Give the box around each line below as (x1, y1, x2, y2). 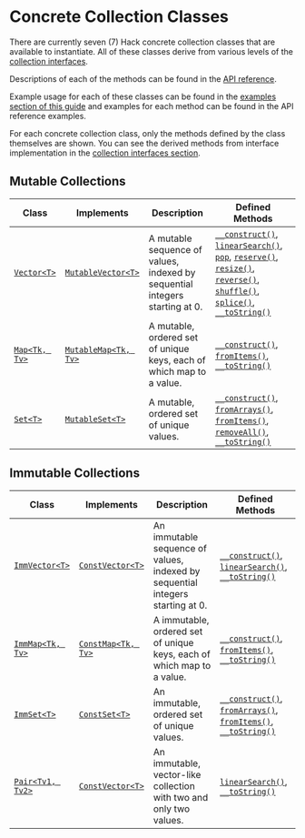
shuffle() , (214, 284, 261, 297)
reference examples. (9, 110, 86, 121)
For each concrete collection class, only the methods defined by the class (9, 127, 286, 138)
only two (152, 803, 191, 815)
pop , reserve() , (214, 250, 279, 263)
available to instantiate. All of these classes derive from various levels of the (9, 45, 293, 56)
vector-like (152, 768, 202, 781)
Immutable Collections (9, 466, 141, 481)
